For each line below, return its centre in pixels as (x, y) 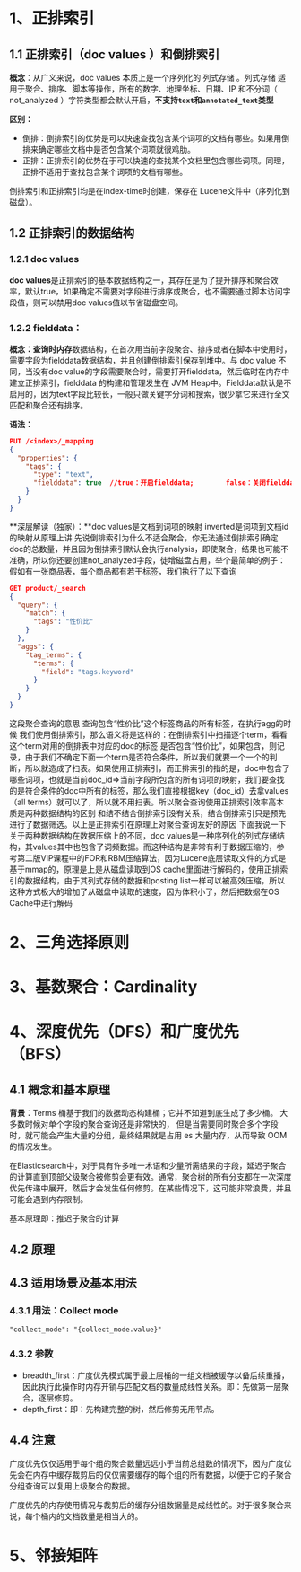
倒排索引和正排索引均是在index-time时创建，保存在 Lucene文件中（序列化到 (150, 191)
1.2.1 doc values (44, 259)
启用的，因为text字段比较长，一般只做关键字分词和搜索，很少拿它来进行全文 (150, 394)
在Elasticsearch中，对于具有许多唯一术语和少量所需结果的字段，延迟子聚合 (148, 1166)
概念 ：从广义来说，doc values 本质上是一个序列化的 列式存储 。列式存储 (142, 78)
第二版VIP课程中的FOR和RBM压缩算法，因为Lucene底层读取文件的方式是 (151, 857)
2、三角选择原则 (69, 943)
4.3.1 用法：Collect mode (64, 1311)
